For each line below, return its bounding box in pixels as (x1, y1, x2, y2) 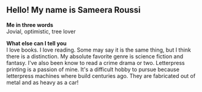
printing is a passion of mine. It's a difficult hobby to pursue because (6, 66, 179, 73)
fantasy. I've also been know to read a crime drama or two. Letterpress (6, 59, 185, 66)
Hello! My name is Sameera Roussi (6, 5, 141, 15)
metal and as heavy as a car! (6, 79, 79, 86)
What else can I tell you (6, 39, 67, 47)
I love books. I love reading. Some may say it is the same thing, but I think (6, 46, 192, 53)
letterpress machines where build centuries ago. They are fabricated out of (6, 72, 196, 79)
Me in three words (6, 21, 54, 28)
